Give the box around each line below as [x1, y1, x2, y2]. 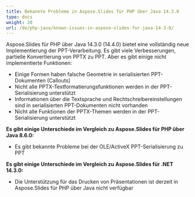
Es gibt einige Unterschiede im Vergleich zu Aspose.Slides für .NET [6, 161, 174, 168]
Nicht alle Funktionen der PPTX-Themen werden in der [14, 108, 146, 115]
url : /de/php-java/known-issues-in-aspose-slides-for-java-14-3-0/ [6, 25, 175, 31]
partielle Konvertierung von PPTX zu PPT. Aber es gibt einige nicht [6, 53, 167, 60]
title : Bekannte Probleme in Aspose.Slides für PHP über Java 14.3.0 [6, 8, 180, 15]
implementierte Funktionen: [6, 60, 72, 67]
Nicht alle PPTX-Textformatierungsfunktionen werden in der [14, 83, 159, 91]
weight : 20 [6, 19, 33, 25]
